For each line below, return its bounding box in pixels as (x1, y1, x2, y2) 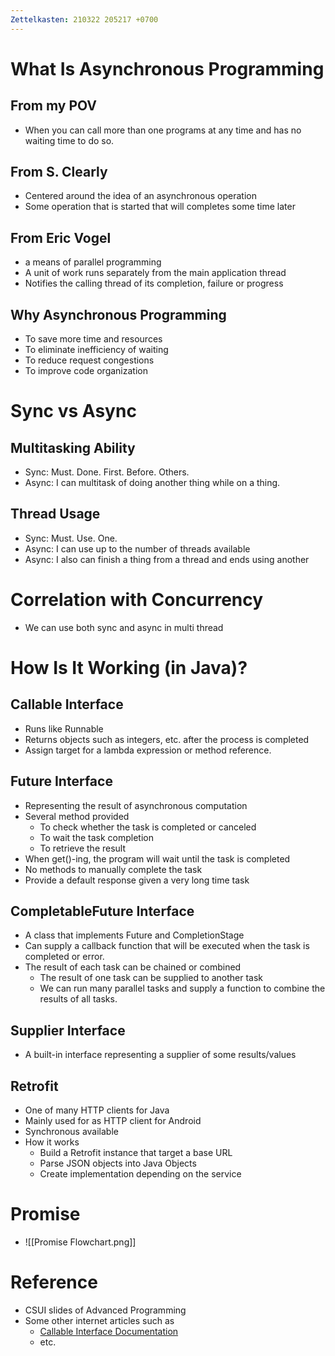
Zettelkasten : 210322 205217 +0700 (10, 14, 159, 25)
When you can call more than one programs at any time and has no (24, 124, 302, 136)
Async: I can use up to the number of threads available (24, 542, 251, 555)
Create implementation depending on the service (39, 1168, 242, 1180)
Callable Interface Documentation (39, 1325, 179, 1337)
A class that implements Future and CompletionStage (24, 929, 245, 941)
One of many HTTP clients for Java (24, 1104, 170, 1116)
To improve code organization (24, 365, 148, 377)
